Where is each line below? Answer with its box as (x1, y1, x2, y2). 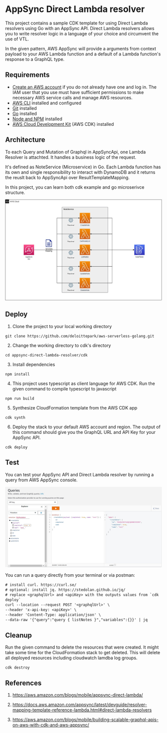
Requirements (5, 71, 50, 79)
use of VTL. (5, 36, 29, 42)
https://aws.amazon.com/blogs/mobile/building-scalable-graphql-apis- (12, 717, 159, 723)
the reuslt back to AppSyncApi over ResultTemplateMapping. (5, 174, 130, 180)
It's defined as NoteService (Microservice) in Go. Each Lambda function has (5, 164, 161, 170)
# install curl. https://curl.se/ (5, 583, 77, 588)
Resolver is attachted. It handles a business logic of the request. (5, 154, 137, 160)
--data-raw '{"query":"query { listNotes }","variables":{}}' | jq (5, 618, 148, 623)
